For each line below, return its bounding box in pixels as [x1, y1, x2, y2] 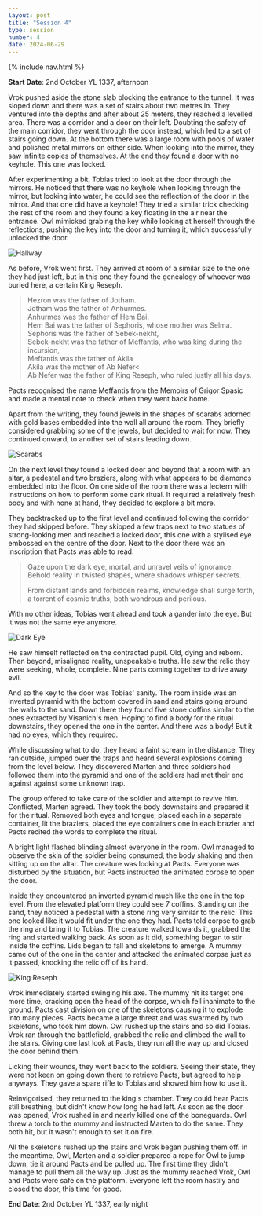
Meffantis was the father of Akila [27, 354, 133, 364]
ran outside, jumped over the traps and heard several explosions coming [8, 753, 243, 763]
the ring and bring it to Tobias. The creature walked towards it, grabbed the [8, 925, 251, 934]
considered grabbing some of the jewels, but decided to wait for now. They [8, 426, 251, 436]
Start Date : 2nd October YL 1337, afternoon [8, 78, 149, 87]
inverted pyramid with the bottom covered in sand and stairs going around [8, 697, 248, 706]
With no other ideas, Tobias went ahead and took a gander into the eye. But [8, 610, 253, 619]
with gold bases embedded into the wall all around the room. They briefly [8, 418, 245, 427]
